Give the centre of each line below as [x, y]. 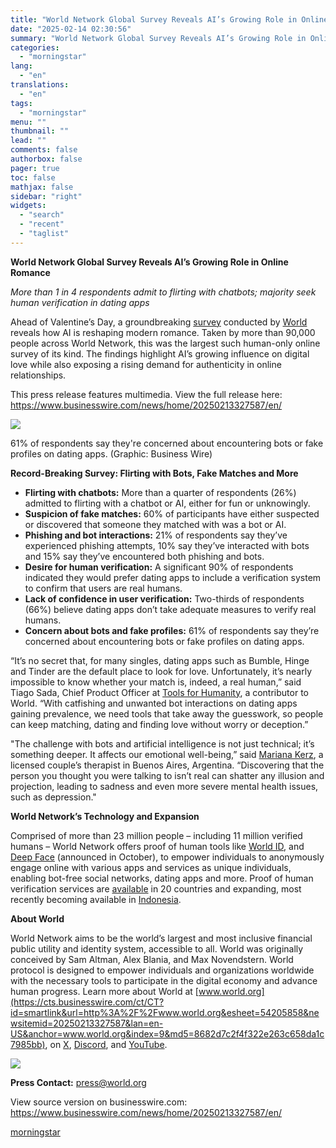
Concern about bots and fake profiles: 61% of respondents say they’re [172, 630]
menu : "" [28, 122]
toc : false [33, 177]
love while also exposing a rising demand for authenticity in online [146, 364]
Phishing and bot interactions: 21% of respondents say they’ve [156, 535]
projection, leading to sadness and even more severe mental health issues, [164, 786]
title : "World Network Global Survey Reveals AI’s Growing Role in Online [169, 19]
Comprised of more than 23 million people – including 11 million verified [156, 835]
